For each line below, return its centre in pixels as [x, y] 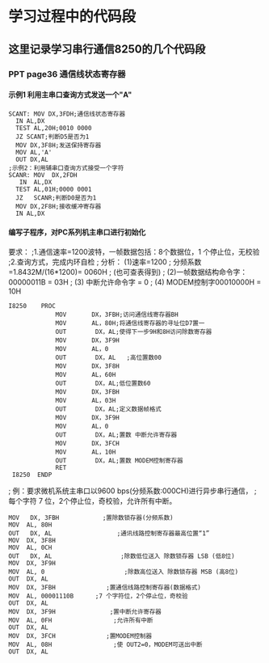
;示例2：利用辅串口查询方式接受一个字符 [66, 168]
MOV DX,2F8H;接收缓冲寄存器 [59, 206]
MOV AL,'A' [34, 152]
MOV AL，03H [86, 400]
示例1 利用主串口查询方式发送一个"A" [70, 95]
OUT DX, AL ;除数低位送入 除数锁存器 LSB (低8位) [122, 556]
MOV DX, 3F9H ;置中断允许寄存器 [85, 611]
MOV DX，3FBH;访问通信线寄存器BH [117, 315]
